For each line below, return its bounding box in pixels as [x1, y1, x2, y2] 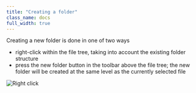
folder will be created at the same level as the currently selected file [15, 68, 186, 75]
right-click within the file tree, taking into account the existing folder [15, 49, 186, 56]
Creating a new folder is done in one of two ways [6, 37, 130, 44]
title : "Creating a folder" [6, 9, 78, 15]
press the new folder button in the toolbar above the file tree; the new [15, 61, 191, 69]
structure [15, 55, 38, 63]
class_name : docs [6, 15, 51, 21]
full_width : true [6, 20, 51, 26]
